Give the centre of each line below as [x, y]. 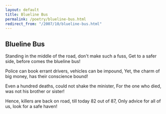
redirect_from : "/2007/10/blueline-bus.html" [53, 24]
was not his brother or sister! [35, 91]
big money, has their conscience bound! [47, 76]
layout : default [22, 10]
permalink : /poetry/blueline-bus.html [46, 19]
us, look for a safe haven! [31, 106]
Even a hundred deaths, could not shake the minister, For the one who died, [83, 86]
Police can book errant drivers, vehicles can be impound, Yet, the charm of [83, 71]
